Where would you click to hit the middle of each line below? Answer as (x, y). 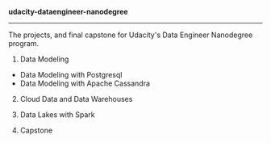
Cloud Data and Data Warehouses (76, 99)
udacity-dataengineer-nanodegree (68, 12)
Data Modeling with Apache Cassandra (85, 83)
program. (24, 43)
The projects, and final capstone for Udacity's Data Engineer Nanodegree (131, 35)
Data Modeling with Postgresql (71, 75)
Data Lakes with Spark (57, 115)
